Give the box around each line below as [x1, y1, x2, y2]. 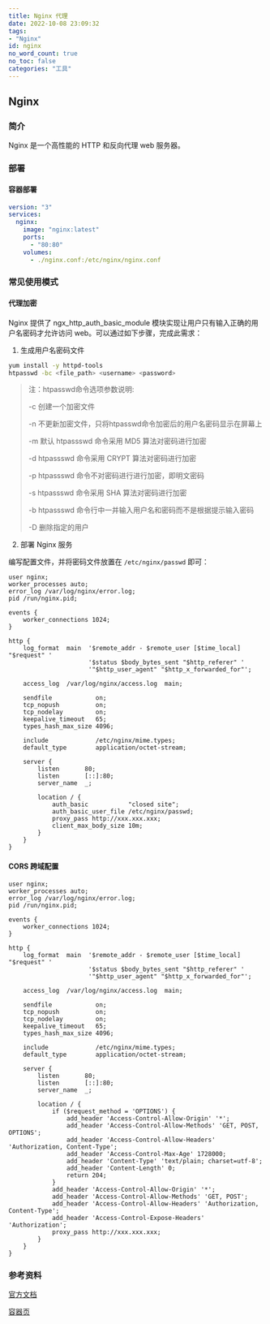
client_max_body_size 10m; [51, 822, 144, 830]
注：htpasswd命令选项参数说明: [28, 385, 135, 395]
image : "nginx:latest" [23, 226, 100, 234]
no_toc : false [8, 58, 57, 66]
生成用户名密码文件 [19, 345, 85, 355]
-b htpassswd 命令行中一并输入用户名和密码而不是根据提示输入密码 [28, 505, 255, 515]
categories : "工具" [8, 65, 72, 73]
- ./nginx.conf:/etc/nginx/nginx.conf [29, 256, 161, 264]
